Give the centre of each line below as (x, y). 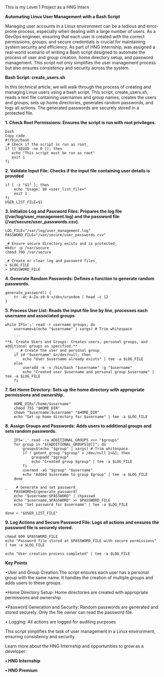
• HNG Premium (21, 670)
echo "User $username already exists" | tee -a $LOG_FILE (83, 359)
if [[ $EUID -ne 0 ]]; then (34, 149)
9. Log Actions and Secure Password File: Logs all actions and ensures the (82, 522)
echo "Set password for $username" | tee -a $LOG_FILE (71, 505)
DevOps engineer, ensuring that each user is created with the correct (75, 37)
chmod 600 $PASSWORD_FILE (31, 536)
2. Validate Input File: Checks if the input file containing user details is (78, 171)
